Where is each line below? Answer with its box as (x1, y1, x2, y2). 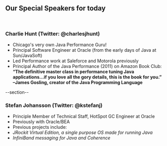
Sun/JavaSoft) (12, 53, 43, 59)
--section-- (5, 89, 29, 95)
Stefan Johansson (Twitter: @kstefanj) (5, 102, 103, 109)
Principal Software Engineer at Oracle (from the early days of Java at (12, 47, 157, 53)
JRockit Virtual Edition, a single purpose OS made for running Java (12, 129, 153, 136)
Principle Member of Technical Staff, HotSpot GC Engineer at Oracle (12, 114, 155, 120)
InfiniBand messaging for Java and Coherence (12, 135, 110, 141)
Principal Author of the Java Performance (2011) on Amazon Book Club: (12, 63, 162, 69)
